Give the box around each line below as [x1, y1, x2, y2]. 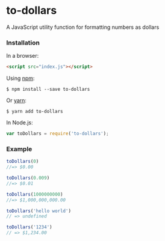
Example [6, 145, 33, 153]
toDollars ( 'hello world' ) [6, 208, 71, 214]
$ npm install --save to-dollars [6, 87, 90, 93]
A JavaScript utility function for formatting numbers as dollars [6, 23, 160, 31]
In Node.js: [6, 119, 33, 126]
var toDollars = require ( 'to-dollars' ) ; [6, 130, 110, 137]
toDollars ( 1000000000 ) [6, 191, 63, 197]
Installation [6, 38, 40, 47]
